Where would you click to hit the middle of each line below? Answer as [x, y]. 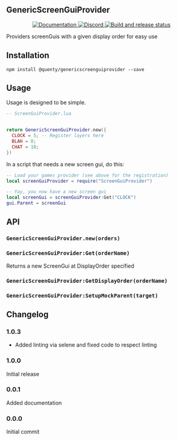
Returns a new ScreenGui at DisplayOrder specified [70, 266]
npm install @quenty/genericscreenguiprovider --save [76, 69]
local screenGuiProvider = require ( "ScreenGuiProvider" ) [79, 181]
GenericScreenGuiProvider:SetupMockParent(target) [82, 296]
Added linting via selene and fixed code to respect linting [86, 345]
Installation [28, 56]
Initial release [23, 374]
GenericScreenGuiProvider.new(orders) [63, 239]
